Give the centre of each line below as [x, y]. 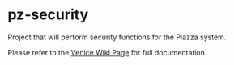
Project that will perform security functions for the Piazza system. [117, 37]
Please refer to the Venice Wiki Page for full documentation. [107, 52]
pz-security [48, 15]
